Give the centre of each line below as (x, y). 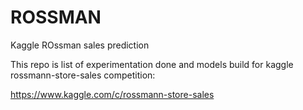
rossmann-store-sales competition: (83, 75)
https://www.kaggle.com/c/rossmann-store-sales (112, 94)
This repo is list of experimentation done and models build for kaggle (152, 64)
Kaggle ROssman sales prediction (80, 45)
